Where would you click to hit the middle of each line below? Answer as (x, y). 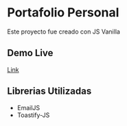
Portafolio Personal (63, 13)
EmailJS (28, 108)
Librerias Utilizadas (49, 91)
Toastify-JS (33, 115)
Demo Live (30, 53)
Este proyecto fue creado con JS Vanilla (63, 32)
